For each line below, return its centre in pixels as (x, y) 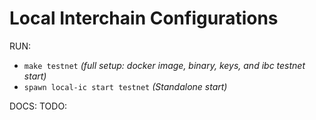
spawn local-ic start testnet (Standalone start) (125, 86)
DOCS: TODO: (38, 106)
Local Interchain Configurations (144, 18)
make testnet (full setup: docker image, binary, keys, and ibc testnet (164, 65)
